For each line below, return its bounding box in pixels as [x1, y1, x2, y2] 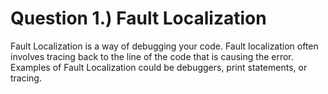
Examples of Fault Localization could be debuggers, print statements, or [10, 61, 308, 73]
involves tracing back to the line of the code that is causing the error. [10, 50, 294, 62]
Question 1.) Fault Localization [10, 7, 267, 30]
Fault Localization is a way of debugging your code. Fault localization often [10, 40, 319, 52]
